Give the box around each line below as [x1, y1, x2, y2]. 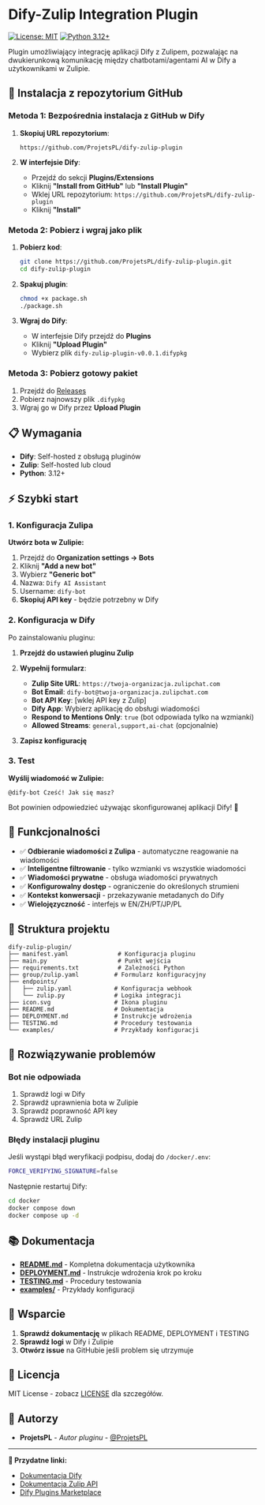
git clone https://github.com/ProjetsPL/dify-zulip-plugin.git [19, 257, 233, 265]
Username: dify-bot [19, 587, 87, 596]
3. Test [8, 756, 35, 767]
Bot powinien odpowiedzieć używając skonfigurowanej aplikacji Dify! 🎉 [8, 802, 239, 812]
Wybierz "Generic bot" [19, 570, 96, 580]
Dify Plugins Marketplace [19, 1488, 102, 1497]
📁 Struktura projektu [8, 922, 110, 936]
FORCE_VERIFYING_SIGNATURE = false [8, 1167, 118, 1176]
